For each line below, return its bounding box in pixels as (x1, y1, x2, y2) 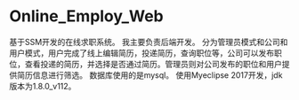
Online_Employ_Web (9, 6, 164, 27)
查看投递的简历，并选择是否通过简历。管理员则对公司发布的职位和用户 (24, 58, 282, 69)
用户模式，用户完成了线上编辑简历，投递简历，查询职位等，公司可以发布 (9, 47, 274, 58)
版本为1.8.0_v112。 (9, 81, 77, 91)
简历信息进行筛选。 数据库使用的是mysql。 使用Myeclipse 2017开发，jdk (16, 69, 283, 81)
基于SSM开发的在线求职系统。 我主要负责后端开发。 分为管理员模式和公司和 (9, 36, 288, 47)
